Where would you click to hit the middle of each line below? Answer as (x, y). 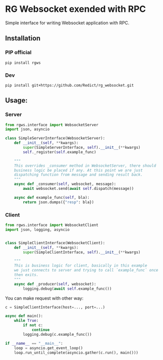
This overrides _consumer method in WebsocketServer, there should (85, 166)
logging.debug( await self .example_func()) (67, 289)
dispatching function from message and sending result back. (78, 175)
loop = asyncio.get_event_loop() (49, 348)
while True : (26, 321)
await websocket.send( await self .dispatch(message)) (79, 189)
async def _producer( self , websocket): (55, 284)
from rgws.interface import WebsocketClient (52, 225)
